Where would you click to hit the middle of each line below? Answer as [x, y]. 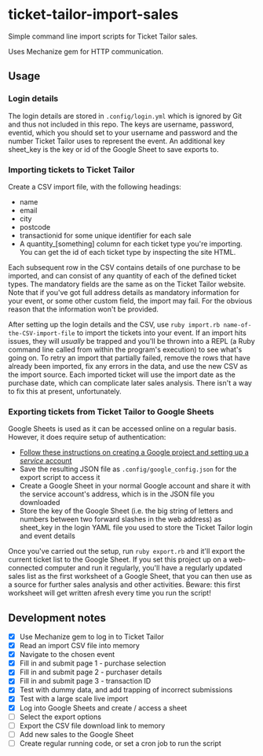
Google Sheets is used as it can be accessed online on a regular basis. [122, 429]
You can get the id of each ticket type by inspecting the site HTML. [128, 252]
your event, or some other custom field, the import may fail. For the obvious [130, 301]
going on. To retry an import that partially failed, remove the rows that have [130, 358]
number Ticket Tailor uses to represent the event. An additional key [117, 141]
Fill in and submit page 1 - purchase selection [93, 663]
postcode [35, 227]
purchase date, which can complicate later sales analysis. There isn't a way [130, 382]
